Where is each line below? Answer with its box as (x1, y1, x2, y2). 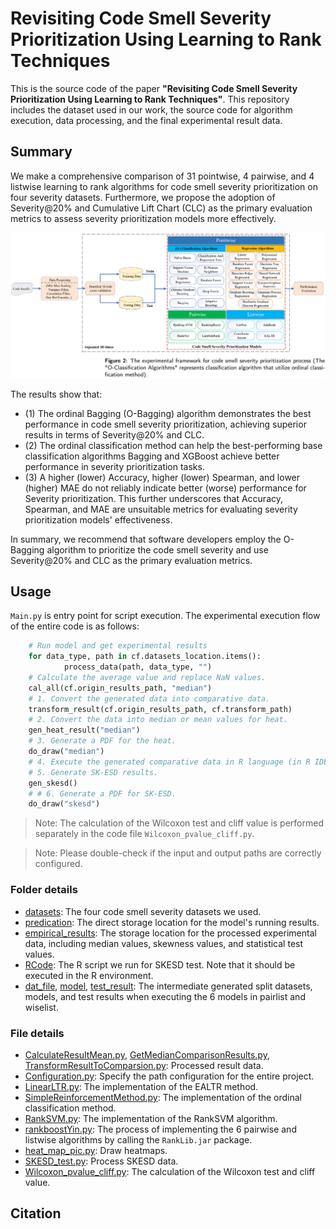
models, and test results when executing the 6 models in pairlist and (24, 990, 306, 1002)
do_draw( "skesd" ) (28, 799, 101, 809)
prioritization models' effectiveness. (24, 513, 173, 526)
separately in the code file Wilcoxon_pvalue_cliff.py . (34, 828, 255, 840)
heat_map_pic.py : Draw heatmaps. (24, 1144, 168, 1156)
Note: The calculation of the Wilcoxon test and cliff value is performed (34, 817, 324, 829)
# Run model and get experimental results (28, 641, 208, 651)
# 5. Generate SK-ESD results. (28, 767, 159, 777)
